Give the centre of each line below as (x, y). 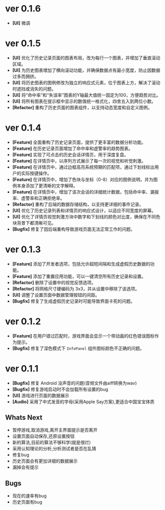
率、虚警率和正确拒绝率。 (38, 198)
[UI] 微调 (21, 23)
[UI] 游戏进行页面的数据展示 (41, 395)
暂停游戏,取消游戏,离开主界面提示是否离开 (55, 430)
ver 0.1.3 (23, 249)
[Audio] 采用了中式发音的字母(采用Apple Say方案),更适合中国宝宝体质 (83, 401)
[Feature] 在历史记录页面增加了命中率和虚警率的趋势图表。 (73, 148)
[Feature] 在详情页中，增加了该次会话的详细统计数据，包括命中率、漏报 (86, 192)
